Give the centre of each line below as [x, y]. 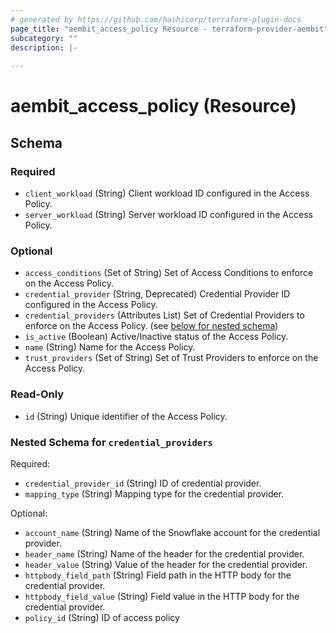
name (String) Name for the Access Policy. [110, 347]
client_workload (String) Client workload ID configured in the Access [167, 193]
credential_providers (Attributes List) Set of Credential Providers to [164, 315]
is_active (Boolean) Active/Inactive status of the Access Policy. [156, 337]
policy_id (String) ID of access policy [102, 617]
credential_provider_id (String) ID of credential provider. [143, 483]
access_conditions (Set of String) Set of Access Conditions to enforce [169, 273]
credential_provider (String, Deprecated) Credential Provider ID [157, 294]
